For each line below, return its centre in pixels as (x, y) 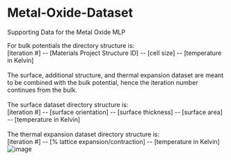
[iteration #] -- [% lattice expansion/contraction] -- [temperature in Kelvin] (114, 141)
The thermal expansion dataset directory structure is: (83, 134)
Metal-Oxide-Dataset (70, 13)
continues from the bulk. (42, 90)
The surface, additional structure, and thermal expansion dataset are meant (115, 75)
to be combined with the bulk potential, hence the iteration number (103, 82)
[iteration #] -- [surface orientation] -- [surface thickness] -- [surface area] (115, 112)
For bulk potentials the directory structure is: (71, 45)
